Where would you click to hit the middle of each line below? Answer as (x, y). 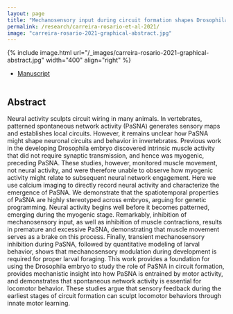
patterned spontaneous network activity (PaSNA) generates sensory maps (114, 126)
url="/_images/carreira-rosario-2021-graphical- (141, 53)
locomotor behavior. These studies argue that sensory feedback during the (114, 288)
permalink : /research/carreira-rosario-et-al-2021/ (83, 26)
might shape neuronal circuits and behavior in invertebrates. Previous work (114, 141)
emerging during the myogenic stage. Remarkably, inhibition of (97, 215)
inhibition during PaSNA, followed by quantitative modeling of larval (103, 245)
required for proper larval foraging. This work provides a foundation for (109, 259)
